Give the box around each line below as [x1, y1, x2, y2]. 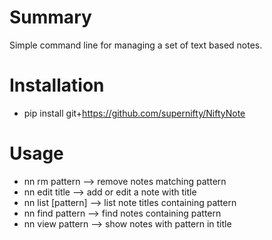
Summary [9, 6, 92, 29]
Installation [9, 74, 105, 97]
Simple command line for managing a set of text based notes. [9, 39, 263, 51]
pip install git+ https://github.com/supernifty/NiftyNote [23, 107, 246, 119]
